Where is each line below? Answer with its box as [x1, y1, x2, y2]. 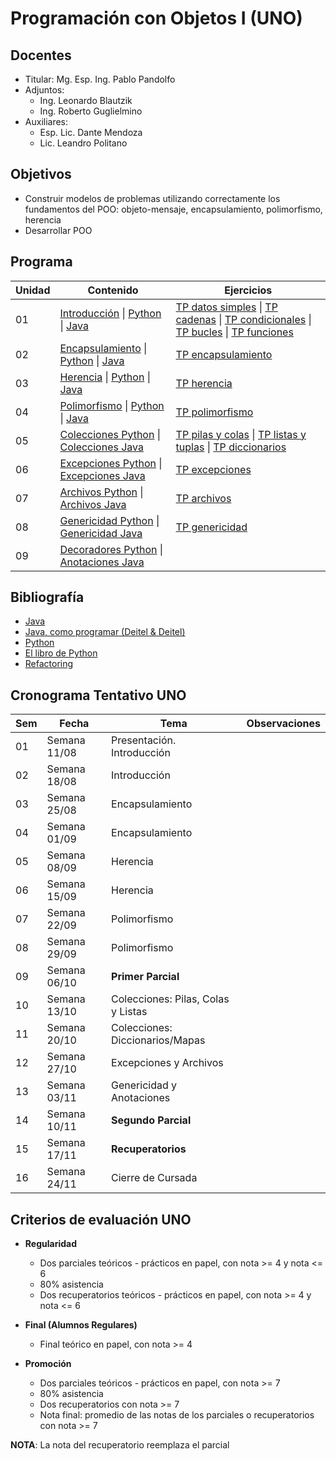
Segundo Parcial [111, 1113, 192, 1127]
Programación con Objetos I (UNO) [10, 7, 303, 30]
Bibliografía [10, 589, 85, 606]
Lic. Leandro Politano [39, 137, 128, 149]
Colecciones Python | [59, 427, 162, 441]
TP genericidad [175, 520, 248, 534]
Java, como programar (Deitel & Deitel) [24, 626, 186, 638]
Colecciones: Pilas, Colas [111, 992, 230, 1006]
